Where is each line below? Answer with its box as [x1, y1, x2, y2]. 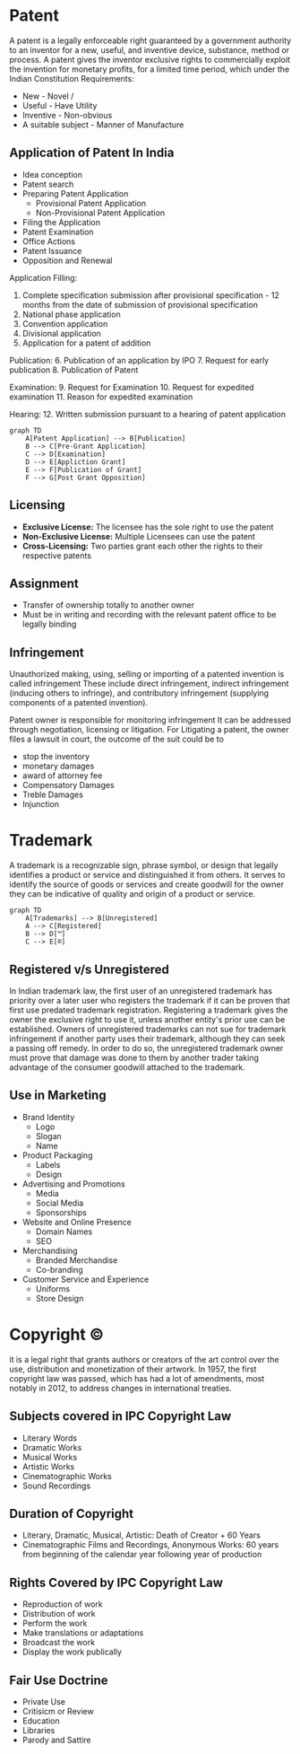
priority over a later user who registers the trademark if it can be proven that [9, 995, 290, 1005]
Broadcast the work [21, 1637, 96, 1648]
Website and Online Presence [21, 1216, 132, 1227]
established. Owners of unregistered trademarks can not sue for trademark [9, 1023, 287, 1034]
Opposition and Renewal [21, 255, 113, 266]
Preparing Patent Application [21, 188, 129, 198]
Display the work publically [21, 1646, 123, 1657]
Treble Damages [21, 789, 83, 800]
